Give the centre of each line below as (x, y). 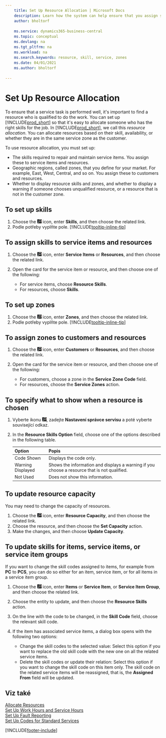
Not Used (24, 477)
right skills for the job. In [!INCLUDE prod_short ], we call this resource (75, 128)
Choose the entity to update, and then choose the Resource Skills (80, 601)
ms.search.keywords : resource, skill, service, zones (70, 57)
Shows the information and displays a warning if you (102, 465)
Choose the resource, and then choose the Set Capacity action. (78, 526)
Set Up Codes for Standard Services (42, 721)
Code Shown (28, 458)
